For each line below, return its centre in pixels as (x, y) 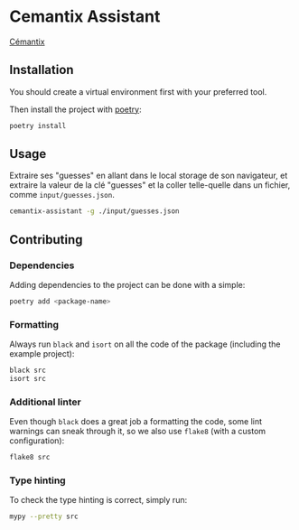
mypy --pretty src (44, 516)
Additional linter (45, 402)
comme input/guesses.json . (62, 195)
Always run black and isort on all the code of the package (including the (145, 344)
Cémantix (27, 42)
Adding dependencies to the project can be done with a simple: (127, 285)
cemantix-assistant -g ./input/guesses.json (94, 211)
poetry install (38, 126)
